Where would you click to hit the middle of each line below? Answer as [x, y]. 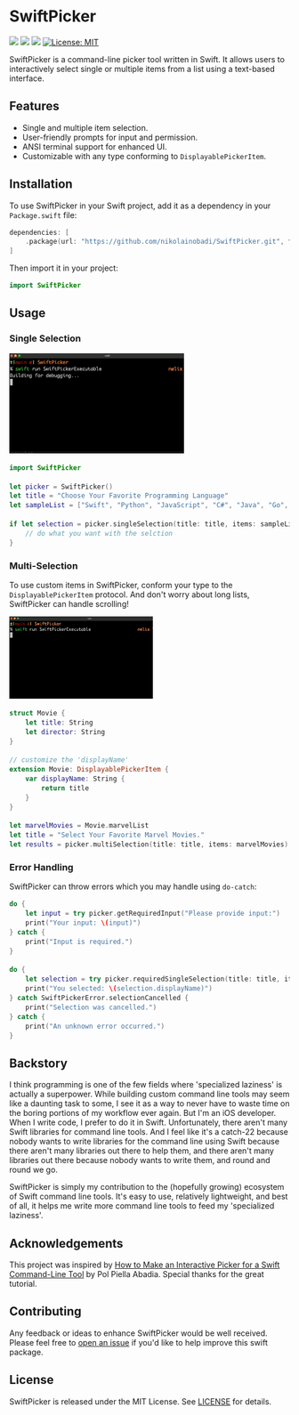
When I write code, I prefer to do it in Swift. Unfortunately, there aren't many [148, 1122]
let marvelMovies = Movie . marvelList [79, 826]
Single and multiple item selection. [85, 127]
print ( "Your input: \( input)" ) [83, 923]
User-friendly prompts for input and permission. [110, 137]
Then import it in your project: [64, 268]
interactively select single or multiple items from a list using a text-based [142, 69]
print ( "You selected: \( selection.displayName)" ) [119, 989]
